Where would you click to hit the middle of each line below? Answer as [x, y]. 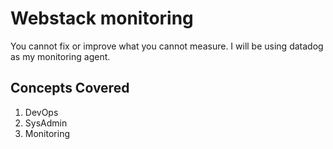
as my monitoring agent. [60, 56]
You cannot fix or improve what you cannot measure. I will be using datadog [167, 46]
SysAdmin [46, 123]
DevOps [41, 112]
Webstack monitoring [102, 18]
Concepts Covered [70, 88]
